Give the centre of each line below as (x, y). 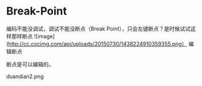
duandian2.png (25, 76)
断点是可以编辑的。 (30, 64)
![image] (45, 36)
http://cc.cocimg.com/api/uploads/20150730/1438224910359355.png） (98, 44)
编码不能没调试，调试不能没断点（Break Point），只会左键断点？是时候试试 (99, 28)
